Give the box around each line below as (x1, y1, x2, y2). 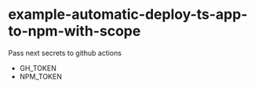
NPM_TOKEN (19, 71, 63, 81)
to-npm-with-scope (8, 22, 141, 40)
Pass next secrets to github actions (8, 48, 122, 57)
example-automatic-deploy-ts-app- (8, 5, 248, 24)
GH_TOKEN (19, 63, 56, 72)
